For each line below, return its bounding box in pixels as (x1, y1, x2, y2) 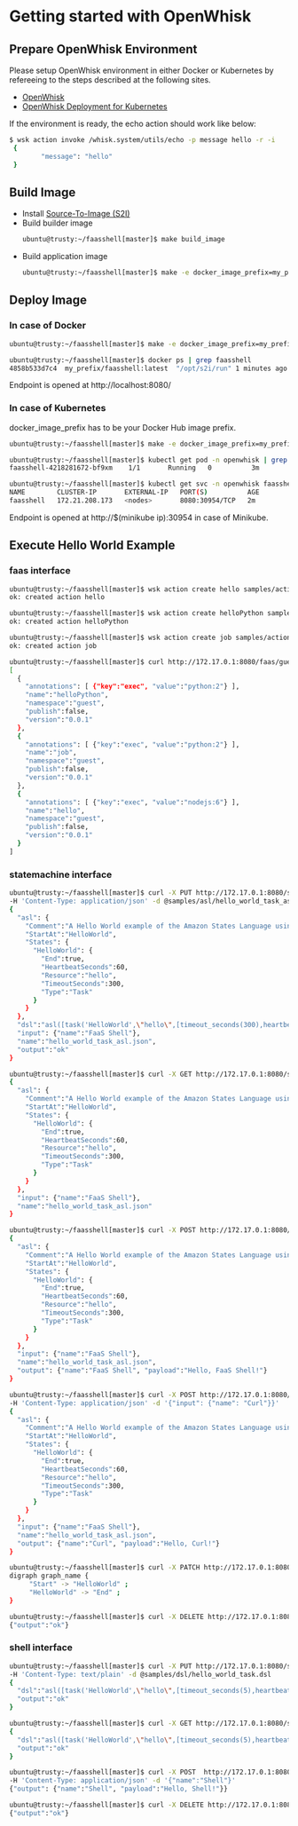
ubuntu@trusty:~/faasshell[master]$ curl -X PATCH (9, 1563, 200, 1572)
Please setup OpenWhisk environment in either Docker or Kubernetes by (9, 65, 274, 75)
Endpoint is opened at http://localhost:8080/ (9, 380, 171, 391)
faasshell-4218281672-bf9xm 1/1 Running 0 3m (9, 463, 260, 472)
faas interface (9, 565, 71, 577)
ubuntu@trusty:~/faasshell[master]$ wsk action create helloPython (9, 609, 264, 618)
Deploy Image (9, 293, 87, 308)
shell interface (9, 1641, 74, 1654)
